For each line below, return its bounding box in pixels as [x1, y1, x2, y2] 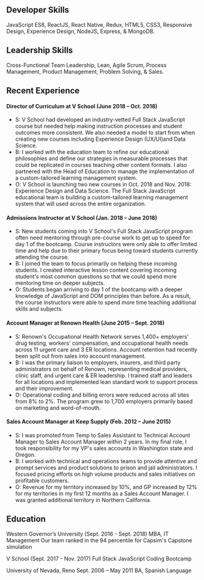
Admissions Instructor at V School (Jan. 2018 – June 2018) [6, 214, 157, 221]
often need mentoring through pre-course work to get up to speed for [15, 234, 191, 241]
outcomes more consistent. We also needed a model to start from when [15, 129, 195, 136]
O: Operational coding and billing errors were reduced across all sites [15, 391, 189, 398]
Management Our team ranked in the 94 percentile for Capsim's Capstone [6, 536, 192, 544]
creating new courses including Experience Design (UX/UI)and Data [15, 135, 186, 143]
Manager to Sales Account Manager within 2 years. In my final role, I [15, 438, 187, 445]
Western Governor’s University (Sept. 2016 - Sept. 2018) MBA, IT [6, 530, 169, 537]
